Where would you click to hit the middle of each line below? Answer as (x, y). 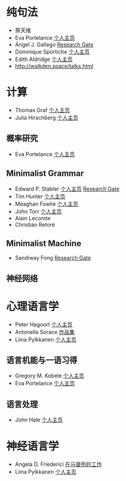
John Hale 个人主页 (39, 420)
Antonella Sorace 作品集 (45, 332)
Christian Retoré (35, 224)
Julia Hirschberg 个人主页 (46, 118)
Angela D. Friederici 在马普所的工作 (58, 464)
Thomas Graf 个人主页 (42, 110)
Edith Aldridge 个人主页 (44, 59)
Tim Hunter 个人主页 (40, 196)
